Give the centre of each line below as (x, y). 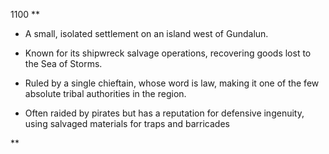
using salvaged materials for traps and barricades (127, 123)
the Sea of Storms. (63, 63)
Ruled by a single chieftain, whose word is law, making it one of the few (172, 83)
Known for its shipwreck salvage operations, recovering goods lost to (168, 53)
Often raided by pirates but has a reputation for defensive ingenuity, (164, 113)
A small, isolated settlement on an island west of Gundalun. (146, 33)
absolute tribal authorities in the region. (105, 93)
